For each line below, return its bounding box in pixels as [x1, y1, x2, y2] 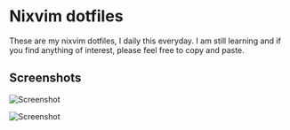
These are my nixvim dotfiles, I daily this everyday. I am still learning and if [9, 35, 282, 46]
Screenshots [9, 71, 82, 86]
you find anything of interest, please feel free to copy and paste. [9, 44, 245, 55]
